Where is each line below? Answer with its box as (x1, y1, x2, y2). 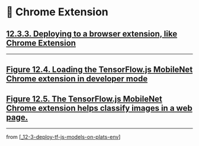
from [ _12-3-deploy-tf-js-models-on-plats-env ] (6, 134, 121, 141)
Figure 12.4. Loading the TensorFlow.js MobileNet (6, 65, 193, 75)
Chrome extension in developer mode (6, 74, 148, 84)
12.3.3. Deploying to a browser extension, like (6, 29, 178, 39)
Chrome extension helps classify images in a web (6, 103, 192, 113)
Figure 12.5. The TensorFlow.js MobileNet (6, 94, 163, 104)
